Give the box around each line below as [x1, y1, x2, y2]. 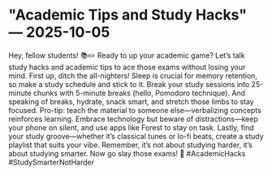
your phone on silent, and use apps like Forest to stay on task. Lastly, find [8, 122, 254, 132]
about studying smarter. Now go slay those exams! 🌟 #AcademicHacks [8, 148, 246, 158]
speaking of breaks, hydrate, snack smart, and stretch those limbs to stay [8, 96, 254, 107]
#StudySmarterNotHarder [8, 157, 95, 167]
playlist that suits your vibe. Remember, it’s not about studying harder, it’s [8, 140, 253, 150]
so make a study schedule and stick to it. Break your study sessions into [8, 79, 250, 89]
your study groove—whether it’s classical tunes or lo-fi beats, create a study [8, 131, 264, 141]
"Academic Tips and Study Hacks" [8, 6, 248, 24]
